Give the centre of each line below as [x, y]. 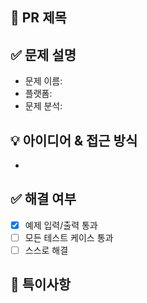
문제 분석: [43, 106]
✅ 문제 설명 [43, 54]
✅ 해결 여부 [43, 199]
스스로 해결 [46, 250]
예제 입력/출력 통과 [61, 225]
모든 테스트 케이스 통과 [69, 237]
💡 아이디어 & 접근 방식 [74, 140]
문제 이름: [43, 81]
